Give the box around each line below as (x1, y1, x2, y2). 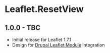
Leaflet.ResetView (5, 3, 84, 15)
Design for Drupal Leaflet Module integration (12, 42, 105, 48)
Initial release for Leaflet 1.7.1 (12, 36, 72, 42)
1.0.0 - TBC (5, 23, 41, 32)
